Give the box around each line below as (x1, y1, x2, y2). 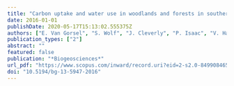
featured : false (7, 49, 54, 56)
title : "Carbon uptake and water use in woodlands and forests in (7, 10, 204, 17)
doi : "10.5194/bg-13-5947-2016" (7, 68, 101, 75)
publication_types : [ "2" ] (7, 36, 82, 43)
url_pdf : (7, 62, 33, 69)
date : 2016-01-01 (7, 17, 58, 24)
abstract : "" (7, 42, 45, 49)
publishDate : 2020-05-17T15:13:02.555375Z (7, 23, 132, 30)
